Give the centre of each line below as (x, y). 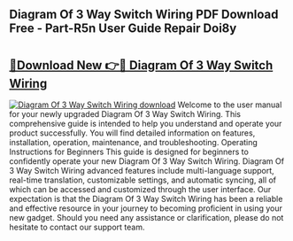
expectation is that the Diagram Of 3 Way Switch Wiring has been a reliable (146, 199)
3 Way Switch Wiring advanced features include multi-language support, (142, 171)
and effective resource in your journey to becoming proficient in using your (146, 208)
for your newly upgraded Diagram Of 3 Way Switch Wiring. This (125, 114)
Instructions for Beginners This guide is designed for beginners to (129, 152)
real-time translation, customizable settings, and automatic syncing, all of (143, 180)
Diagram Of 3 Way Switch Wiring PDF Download (144, 15)
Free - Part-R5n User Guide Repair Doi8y (123, 29)
